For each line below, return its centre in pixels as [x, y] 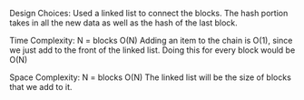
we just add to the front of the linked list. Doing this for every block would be [152, 50]
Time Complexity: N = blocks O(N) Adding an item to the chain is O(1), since [151, 40]
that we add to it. [41, 87]
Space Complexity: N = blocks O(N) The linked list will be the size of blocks [151, 77]
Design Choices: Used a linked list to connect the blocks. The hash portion [149, 13]
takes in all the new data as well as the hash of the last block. [123, 23]
